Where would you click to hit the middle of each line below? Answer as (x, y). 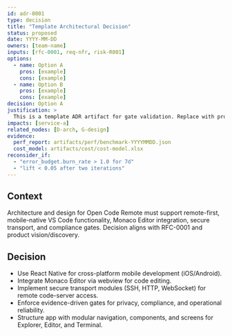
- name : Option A (38, 65)
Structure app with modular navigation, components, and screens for (115, 318)
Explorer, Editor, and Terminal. (60, 325)
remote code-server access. (58, 296)
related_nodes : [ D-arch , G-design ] (58, 130)
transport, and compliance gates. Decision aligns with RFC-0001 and (105, 228)
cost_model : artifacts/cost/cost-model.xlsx (78, 149)
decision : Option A (35, 104)
